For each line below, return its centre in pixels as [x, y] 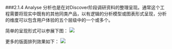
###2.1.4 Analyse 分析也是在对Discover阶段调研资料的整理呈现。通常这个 [83, 7]
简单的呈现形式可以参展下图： [37, 31]
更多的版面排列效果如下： [32, 41]
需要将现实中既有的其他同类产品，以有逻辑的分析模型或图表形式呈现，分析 [88, 14]
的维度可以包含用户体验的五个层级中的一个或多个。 [59, 20]
